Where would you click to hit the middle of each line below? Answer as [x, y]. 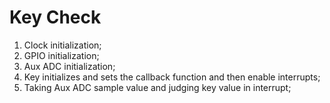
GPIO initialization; [61, 55]
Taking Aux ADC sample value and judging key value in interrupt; [157, 87]
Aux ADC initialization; [69, 66]
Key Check [55, 17]
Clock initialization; [62, 45]
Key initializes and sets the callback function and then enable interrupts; [172, 77]
